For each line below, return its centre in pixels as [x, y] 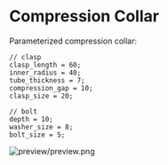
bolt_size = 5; [37, 135]
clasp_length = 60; [45, 65]
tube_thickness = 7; [48, 80]
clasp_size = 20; [41, 96]
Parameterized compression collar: [73, 41]
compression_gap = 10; [51, 88]
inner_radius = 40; [45, 73]
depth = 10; [31, 119]
